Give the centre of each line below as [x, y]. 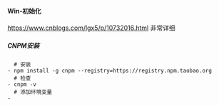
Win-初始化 [24, 11]
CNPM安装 [24, 46]
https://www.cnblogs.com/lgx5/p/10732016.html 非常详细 [92, 28]
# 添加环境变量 [33, 92]
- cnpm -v [22, 85]
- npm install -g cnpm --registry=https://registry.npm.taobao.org [110, 71]
